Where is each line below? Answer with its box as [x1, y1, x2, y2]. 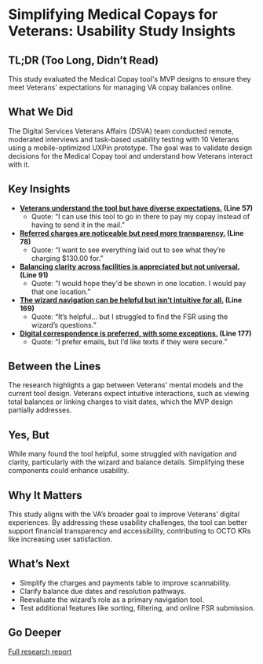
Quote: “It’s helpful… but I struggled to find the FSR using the [31, 312, 228, 321]
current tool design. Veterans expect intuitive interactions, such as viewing [8, 389, 250, 398]
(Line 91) [19, 270, 49, 280]
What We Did [8, 105, 74, 119]
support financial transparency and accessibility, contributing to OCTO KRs [8, 526, 251, 536]
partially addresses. [8, 405, 72, 415]
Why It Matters [8, 489, 82, 502]
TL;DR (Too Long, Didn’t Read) [8, 53, 159, 67]
